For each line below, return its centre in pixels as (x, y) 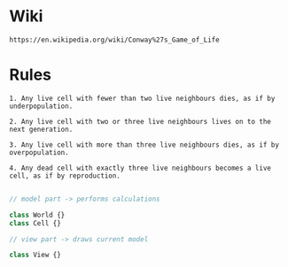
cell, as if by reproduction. (65, 175)
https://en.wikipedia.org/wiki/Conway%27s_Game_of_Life (114, 40)
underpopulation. (41, 106)
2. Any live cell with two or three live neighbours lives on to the (140, 121)
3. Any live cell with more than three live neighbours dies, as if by (144, 145)
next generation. (41, 129)
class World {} (37, 215)
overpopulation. (39, 152)
